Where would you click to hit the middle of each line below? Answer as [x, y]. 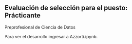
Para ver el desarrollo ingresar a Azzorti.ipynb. [51, 36]
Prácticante [23, 16]
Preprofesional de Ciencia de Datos [40, 27]
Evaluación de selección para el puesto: [66, 8]
